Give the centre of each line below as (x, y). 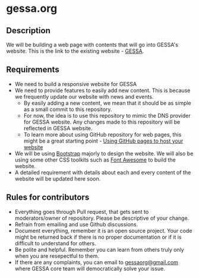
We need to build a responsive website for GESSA (76, 84)
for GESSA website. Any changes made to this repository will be (102, 122)
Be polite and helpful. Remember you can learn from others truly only (99, 249)
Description (28, 31)
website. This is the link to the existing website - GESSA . (75, 51)
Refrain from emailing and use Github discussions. (76, 224)
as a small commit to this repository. (68, 109)
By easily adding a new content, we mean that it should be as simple (107, 103)
